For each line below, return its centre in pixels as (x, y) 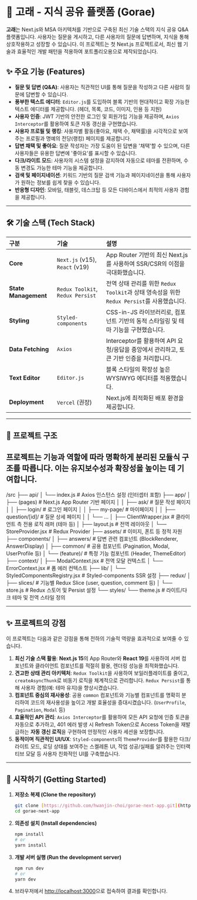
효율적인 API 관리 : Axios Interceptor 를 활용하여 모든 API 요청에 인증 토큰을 (102, 717)
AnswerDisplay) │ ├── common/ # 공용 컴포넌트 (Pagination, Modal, (88, 546)
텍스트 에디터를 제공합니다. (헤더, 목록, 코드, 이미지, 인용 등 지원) (88, 109)
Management (28, 295)
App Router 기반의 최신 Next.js (147, 255)
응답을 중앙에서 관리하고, (146, 349)
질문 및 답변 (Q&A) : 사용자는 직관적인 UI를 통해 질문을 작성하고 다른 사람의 (99, 87)
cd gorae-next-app (37, 811)
